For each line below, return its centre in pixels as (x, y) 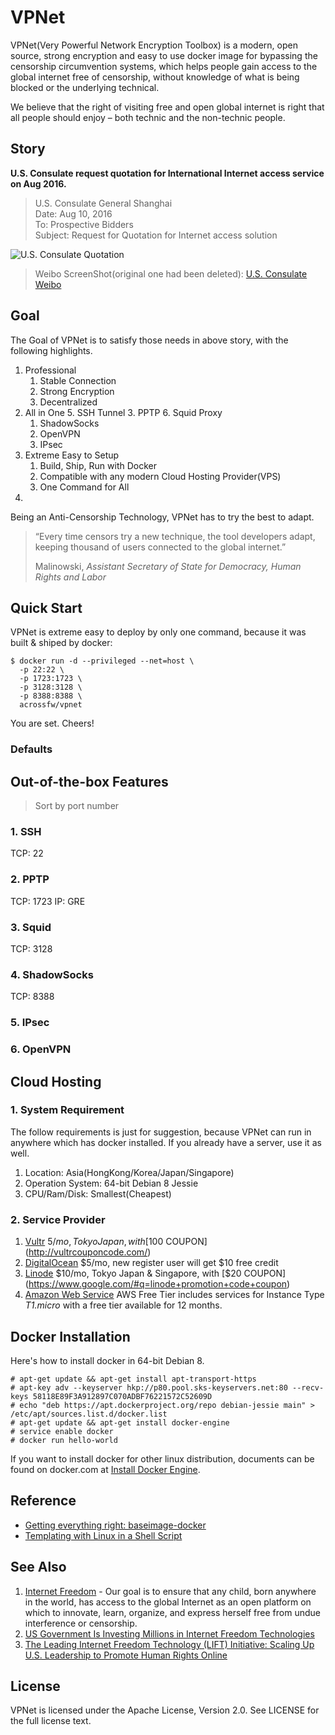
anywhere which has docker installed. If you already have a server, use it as (166, 1142)
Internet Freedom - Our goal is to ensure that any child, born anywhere (170, 1591)
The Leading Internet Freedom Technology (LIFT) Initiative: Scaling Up (169, 1644)
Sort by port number (77, 806)
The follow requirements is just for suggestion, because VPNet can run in (161, 1132)
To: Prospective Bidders (84, 224)
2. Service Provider (58, 1219)
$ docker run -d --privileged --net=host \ (102, 661)
